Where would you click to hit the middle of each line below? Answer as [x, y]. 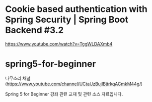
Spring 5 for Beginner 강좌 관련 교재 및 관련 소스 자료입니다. [64, 94]
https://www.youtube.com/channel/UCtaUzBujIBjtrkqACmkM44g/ [74, 84]
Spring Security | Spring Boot [67, 20]
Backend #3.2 [34, 30]
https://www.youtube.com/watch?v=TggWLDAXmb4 [59, 44]
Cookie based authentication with [76, 9]
